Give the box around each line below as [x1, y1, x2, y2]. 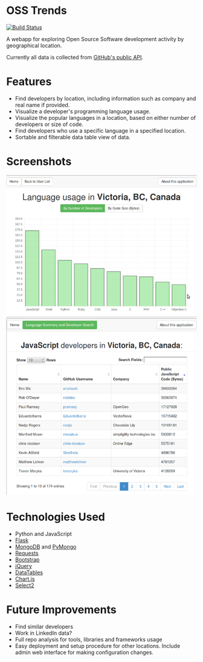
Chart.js [14, 575, 35, 582]
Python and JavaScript [14, 530, 72, 537]
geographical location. [6, 42, 62, 49]
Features [6, 75, 52, 88]
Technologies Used [6, 510, 106, 524]
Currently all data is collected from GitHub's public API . [6, 53, 144, 61]
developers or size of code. [14, 121, 83, 128]
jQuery [14, 562, 32, 569]
